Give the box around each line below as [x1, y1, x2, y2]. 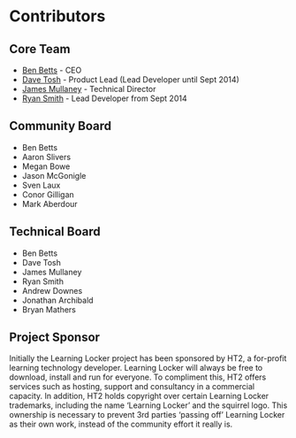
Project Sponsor [9, 330, 100, 345]
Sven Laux [21, 180, 61, 190]
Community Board [9, 119, 112, 134]
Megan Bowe [21, 161, 71, 172]
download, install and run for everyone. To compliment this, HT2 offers [9, 372, 267, 382]
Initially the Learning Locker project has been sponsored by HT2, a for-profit [9, 353, 287, 364]
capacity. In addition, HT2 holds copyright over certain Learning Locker [9, 391, 269, 402]
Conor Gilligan [21, 188, 75, 200]
